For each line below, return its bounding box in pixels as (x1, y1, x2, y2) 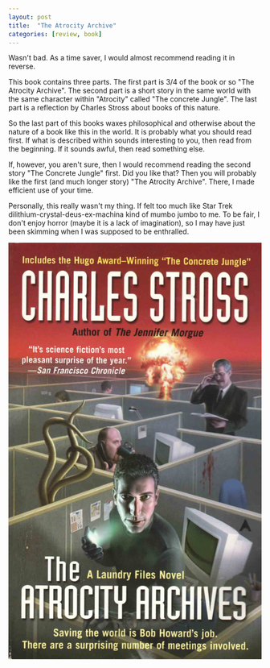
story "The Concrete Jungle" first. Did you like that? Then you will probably (8, 168, 257, 178)
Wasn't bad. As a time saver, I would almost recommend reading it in (8, 53, 235, 63)
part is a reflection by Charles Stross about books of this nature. (8, 103, 221, 113)
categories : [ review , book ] (8, 30, 103, 38)
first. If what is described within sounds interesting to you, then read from (8, 135, 252, 145)
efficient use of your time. (8, 185, 94, 195)
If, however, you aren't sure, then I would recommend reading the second (8, 160, 252, 169)
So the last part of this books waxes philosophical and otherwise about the (8, 118, 256, 128)
